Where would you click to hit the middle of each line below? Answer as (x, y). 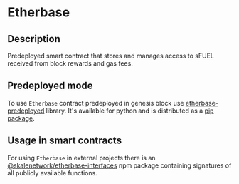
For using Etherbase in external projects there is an (81, 158)
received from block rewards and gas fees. (70, 63)
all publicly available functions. (52, 173)
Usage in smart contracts (65, 141)
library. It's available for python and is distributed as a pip (130, 111)
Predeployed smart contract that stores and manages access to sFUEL (111, 56)
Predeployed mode (51, 86)
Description (34, 39)
